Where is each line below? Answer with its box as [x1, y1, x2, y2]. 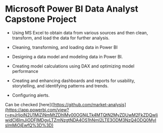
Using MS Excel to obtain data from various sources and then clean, [12, 30, 148, 35]
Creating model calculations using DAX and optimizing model [12, 63, 135, 69]
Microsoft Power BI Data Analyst [5, 3, 138, 15]
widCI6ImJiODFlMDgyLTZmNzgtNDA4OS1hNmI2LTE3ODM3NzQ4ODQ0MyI [5, 117, 157, 123]
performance [12, 68, 39, 74]
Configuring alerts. [12, 92, 50, 98]
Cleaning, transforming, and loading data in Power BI [12, 44, 118, 50]
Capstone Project [5, 14, 77, 25]
